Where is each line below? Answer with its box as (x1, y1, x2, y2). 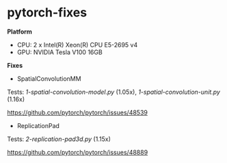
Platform (7, 27, 33, 36)
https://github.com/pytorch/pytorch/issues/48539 (7, 108, 148, 116)
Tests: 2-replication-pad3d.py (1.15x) (7, 135, 111, 143)
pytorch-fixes (7, 5, 88, 21)
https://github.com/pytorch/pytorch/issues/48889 (7, 148, 148, 156)
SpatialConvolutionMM (16, 74, 81, 83)
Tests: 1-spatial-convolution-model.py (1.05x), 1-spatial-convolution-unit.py (7, 88, 221, 96)
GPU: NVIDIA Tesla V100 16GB (16, 48, 103, 56)
